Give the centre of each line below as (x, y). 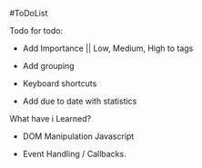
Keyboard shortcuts (60, 84)
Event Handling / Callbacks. (74, 154)
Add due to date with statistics (80, 101)
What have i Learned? (50, 119)
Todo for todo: (36, 30)
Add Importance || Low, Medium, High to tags (108, 48)
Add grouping (48, 66)
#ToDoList (29, 13)
